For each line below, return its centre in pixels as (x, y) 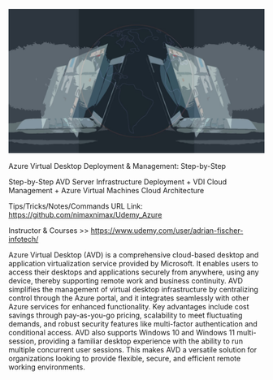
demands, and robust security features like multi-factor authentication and (133, 324)
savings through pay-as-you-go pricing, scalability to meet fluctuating (126, 315)
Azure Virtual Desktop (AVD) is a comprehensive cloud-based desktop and (134, 255)
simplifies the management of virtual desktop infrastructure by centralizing (133, 289)
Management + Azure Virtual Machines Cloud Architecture (106, 190)
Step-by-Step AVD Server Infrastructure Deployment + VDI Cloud (118, 181)
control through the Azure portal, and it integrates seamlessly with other (129, 298)
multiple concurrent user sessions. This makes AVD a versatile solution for (133, 349)
